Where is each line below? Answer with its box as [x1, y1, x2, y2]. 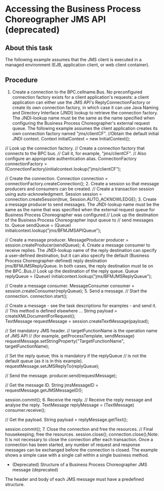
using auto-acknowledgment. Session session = [5, 191, 102, 197]
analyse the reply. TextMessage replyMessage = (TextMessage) [5, 402, 135, 408]
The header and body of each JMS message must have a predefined [5, 476, 144, 482]
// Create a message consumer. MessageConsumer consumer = [5, 283, 135, 289]
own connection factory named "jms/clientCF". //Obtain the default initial [12, 131, 159, 136]
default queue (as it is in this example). [5, 358, 83, 364]
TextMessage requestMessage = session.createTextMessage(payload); [5, 318, 149, 324]
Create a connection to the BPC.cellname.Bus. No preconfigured [12, 89, 143, 95]
